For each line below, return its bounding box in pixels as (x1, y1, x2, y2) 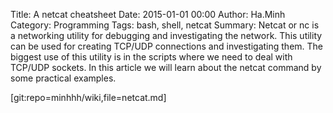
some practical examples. (10, 72, 117, 84)
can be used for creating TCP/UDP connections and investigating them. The (10, 40, 324, 52)
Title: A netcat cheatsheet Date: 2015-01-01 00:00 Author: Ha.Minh (10, 9, 286, 20)
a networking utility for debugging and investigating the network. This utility (10, 30, 323, 41)
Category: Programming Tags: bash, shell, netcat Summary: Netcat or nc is (10, 19, 320, 31)
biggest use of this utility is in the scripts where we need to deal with (10, 51, 293, 63)
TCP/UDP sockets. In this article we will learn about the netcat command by (10, 62, 322, 73)
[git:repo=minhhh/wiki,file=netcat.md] (10, 92, 167, 103)
